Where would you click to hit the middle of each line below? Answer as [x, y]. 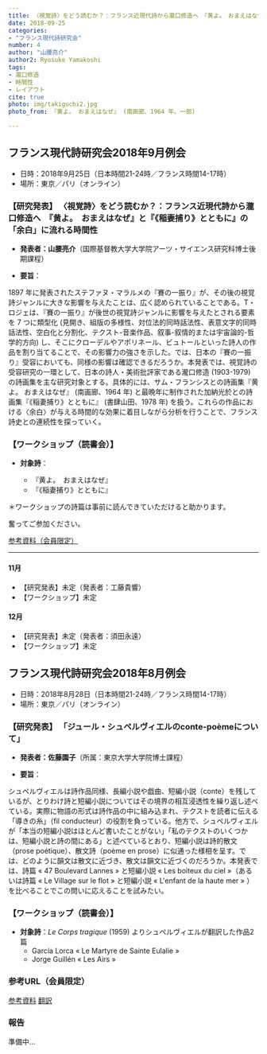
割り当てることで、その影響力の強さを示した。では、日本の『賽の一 [133, 352]
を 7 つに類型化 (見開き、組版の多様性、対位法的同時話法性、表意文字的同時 [132, 322]
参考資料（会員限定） [43, 541]
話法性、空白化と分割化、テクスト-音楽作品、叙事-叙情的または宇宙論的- [128, 333]
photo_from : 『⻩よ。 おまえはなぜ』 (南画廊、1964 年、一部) [102, 112]
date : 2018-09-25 [37, 23]
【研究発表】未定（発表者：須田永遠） [82, 636]
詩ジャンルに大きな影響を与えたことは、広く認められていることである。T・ [132, 302]
